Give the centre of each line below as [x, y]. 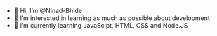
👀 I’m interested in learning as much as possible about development [112, 18]
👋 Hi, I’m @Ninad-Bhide [48, 11]
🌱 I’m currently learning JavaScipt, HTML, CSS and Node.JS [101, 25]
